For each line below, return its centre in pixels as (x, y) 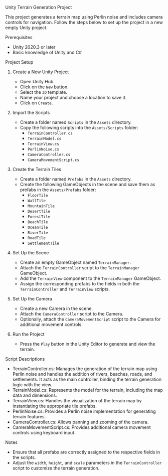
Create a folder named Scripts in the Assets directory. (76, 122)
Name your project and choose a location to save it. (73, 98)
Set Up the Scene (31, 253)
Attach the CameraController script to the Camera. (72, 314)
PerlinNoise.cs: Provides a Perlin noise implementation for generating (84, 411)
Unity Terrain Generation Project (39, 7)
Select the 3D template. (44, 92)
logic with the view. (32, 385)
